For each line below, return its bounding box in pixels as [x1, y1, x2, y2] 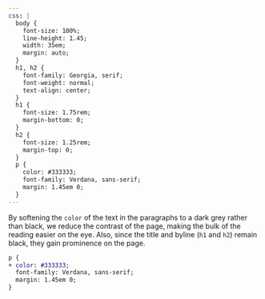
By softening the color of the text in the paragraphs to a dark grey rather [8, 212, 248, 222]
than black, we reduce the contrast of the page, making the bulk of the [8, 221, 242, 231]
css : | [8, 11, 30, 20]
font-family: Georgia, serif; [22, 71, 124, 79]
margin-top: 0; [22, 146, 74, 154]
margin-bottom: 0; [22, 116, 84, 124]
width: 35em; [22, 42, 66, 50]
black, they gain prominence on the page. [8, 238, 146, 248]
